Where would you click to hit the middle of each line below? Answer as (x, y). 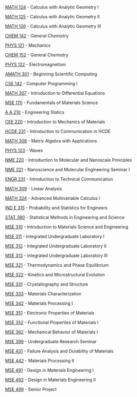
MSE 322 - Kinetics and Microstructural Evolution (55, 275)
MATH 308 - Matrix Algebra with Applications (51, 141)
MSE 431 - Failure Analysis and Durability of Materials (59, 351)
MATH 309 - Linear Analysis (34, 189)
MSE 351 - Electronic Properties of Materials (50, 313)
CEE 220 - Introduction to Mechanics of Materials (55, 122)
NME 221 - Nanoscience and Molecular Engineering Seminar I (68, 169)
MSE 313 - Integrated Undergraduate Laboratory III (56, 255)
